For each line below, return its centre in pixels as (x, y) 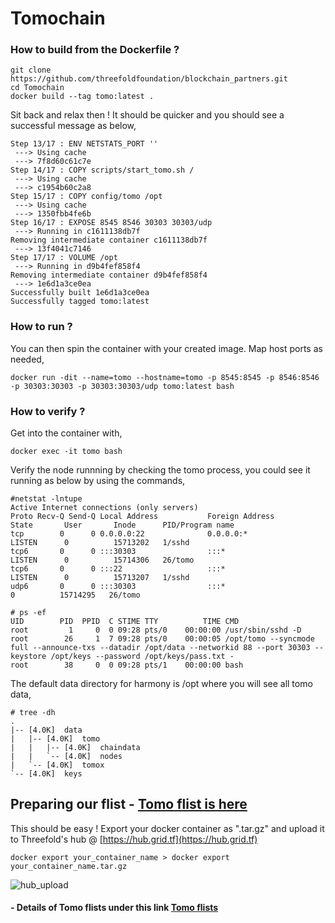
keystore (28, 657)
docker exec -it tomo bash (66, 452)
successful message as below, (73, 126)
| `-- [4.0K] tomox (57, 765)
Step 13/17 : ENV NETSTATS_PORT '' (84, 144)
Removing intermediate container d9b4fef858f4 (109, 275)
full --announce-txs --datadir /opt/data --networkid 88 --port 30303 (160, 648)
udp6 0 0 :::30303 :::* (118, 587)
